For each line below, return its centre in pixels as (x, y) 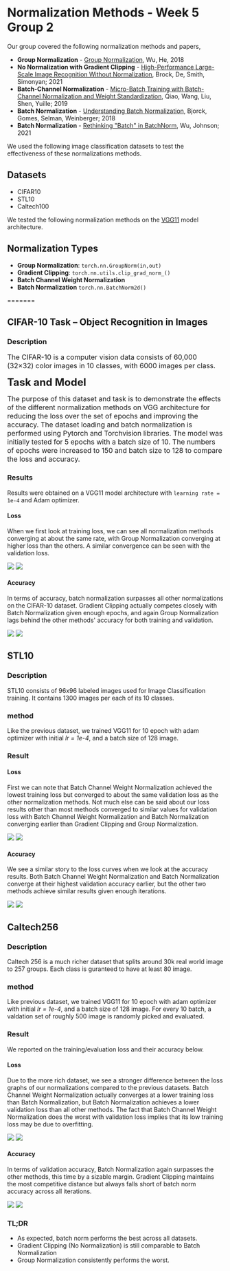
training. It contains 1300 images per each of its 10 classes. (91, 698)
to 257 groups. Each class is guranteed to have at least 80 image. (100, 969)
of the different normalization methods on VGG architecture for (109, 407)
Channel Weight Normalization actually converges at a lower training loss (111, 1095)
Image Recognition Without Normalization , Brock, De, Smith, (119, 74)
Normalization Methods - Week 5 (103, 13)
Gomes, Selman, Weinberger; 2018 (66, 118)
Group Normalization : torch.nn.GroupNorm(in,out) (89, 265)
